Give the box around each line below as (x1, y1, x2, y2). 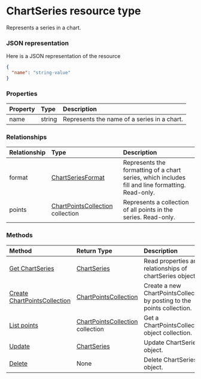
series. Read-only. (123, 213, 175, 222)
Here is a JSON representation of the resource (6, 53, 121, 60)
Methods (6, 231, 33, 239)
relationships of (143, 264, 187, 272)
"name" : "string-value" (11, 70, 71, 76)
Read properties (143, 256, 189, 265)
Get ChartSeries (9, 264, 54, 272)
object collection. (143, 328, 193, 336)
